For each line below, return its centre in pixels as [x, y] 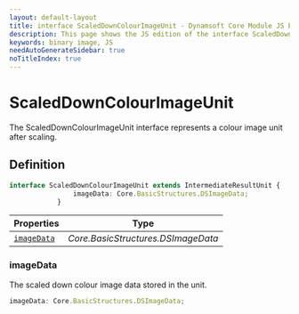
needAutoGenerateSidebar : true [67, 51]
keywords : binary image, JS [61, 42]
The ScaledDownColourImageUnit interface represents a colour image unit [146, 127]
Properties [36, 223]
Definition [37, 165]
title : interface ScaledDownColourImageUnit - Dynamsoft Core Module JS [147, 26]
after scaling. [33, 137]
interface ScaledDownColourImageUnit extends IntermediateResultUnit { [145, 185]
